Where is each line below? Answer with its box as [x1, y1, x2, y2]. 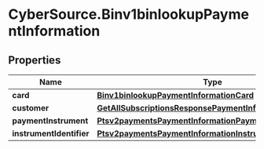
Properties [8, 53, 61, 67]
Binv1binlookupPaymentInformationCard [97, 90, 254, 100]
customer [12, 103, 49, 113]
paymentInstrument [12, 115, 89, 126]
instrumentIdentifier [12, 128, 90, 139]
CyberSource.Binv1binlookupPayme [8, 5, 250, 24]
